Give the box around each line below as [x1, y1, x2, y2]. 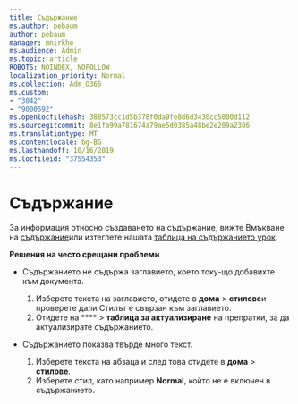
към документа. [21, 276, 84, 287]
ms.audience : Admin [9, 46, 82, 55]
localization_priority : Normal [9, 72, 126, 80]
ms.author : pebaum [9, 21, 78, 30]
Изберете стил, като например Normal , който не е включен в [35, 375, 271, 386]
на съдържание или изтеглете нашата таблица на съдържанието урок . [9, 231, 278, 242]
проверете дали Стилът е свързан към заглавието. [35, 303, 232, 314]
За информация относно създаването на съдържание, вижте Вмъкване [9, 223, 285, 233]
